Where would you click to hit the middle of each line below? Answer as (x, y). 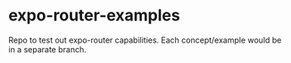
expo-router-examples (94, 16)
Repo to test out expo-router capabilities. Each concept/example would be (145, 40)
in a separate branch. (47, 49)
